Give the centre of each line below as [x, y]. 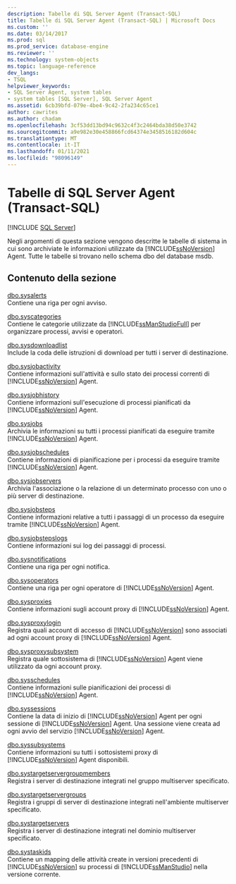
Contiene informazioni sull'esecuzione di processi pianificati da [99, 402]
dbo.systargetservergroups [47, 794]
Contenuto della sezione [62, 278]
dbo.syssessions [32, 708]
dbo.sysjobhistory [33, 395]
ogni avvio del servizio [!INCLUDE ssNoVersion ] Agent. [86, 731]
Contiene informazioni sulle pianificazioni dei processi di [89, 687]
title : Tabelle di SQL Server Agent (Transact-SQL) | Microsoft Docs [112, 20]
